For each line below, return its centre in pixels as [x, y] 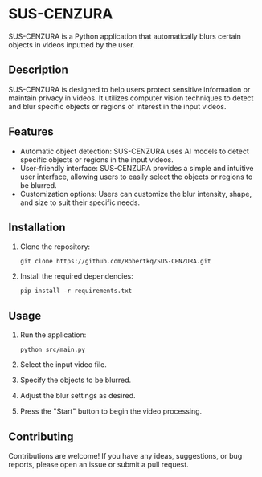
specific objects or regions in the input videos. [97, 159]
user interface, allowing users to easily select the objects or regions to [136, 177]
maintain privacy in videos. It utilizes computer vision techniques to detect [131, 98]
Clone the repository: [55, 247]
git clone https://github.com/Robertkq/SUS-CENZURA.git [115, 262]
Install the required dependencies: [77, 276]
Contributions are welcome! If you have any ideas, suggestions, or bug [125, 456]
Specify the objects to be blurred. [76, 380]
